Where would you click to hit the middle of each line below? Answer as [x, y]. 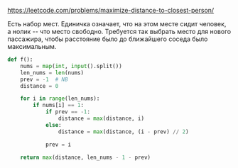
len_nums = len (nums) [52, 73]
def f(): [20, 60]
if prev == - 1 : [68, 112]
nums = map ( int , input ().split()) [71, 66]
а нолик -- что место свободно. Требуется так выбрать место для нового [119, 32]
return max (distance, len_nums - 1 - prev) [86, 157]
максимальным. [32, 46]
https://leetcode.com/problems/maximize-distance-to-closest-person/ [111, 10]
